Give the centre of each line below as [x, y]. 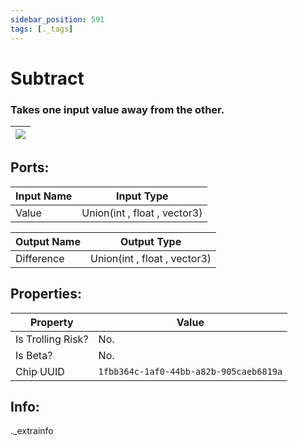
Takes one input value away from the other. [117, 109]
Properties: [46, 294]
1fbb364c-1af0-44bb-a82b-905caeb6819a [190, 371]
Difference [40, 258]
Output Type [150, 241]
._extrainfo [32, 431]
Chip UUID [40, 371]
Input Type [142, 196]
